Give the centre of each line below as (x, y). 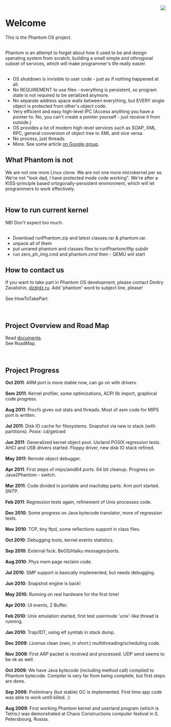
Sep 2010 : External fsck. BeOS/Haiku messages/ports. (63, 551)
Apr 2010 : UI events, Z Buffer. (37, 605)
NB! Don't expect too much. (34, 222)
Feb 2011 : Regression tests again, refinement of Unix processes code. (79, 502)
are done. (15, 681)
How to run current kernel (47, 210)
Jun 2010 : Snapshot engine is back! (43, 583)
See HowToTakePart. (27, 299)
